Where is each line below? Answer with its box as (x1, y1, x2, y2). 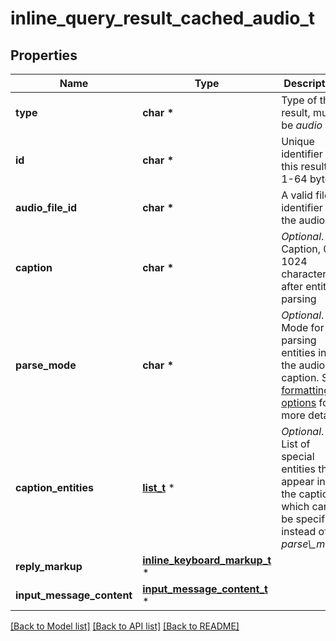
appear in (281, 475, 326, 488)
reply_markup (15, 560, 83, 573)
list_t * (142, 481, 175, 494)
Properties (10, 47, 78, 64)
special (281, 450, 315, 463)
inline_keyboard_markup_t (142, 553, 272, 567)
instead (281, 525, 317, 538)
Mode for (281, 321, 325, 334)
